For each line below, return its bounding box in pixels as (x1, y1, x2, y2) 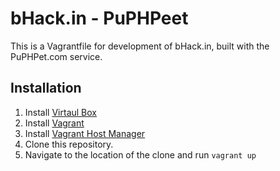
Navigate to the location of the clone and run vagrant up (24, 148, 257, 161)
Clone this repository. (24, 138, 114, 150)
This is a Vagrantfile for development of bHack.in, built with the (10, 40, 270, 52)
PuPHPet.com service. (10, 50, 103, 62)
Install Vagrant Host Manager (24, 127, 146, 139)
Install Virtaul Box (24, 106, 97, 118)
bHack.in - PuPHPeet (10, 7, 189, 30)
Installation (10, 80, 82, 97)
